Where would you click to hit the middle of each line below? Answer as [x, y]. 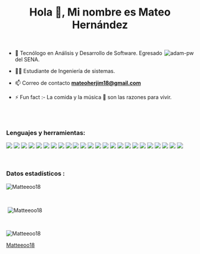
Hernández [100, 25]
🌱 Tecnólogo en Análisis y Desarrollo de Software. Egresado [88, 53]
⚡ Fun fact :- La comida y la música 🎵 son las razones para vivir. [93, 97]
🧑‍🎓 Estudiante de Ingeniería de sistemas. [65, 71]
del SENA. [27, 59]
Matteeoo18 [21, 245]
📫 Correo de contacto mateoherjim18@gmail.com [78, 82]
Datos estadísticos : [36, 174]
